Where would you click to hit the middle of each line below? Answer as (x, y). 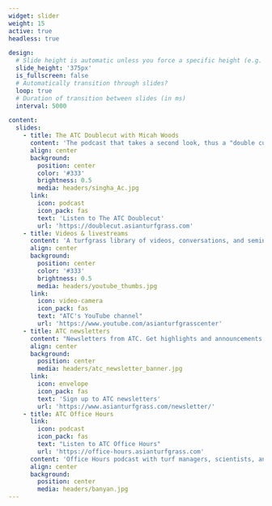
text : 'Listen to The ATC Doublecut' (101, 218)
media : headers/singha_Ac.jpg (88, 188)
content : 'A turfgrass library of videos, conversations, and (137, 241)
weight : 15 (27, 23)
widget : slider (34, 16)
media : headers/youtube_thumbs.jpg (98, 286)
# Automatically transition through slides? (92, 83)
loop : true (34, 91)
